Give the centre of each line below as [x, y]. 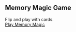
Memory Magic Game [38, 8]
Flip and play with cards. [30, 19]
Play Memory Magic [25, 24]
